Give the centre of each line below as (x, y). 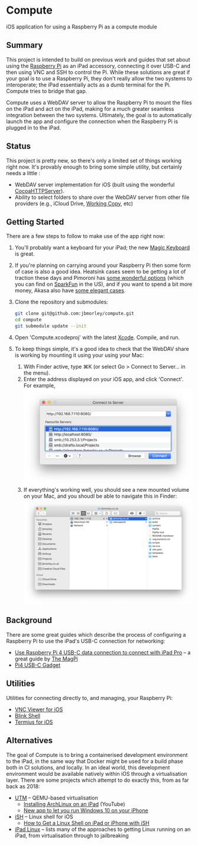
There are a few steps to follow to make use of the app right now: (86, 236)
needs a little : (23, 173)
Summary (25, 45)
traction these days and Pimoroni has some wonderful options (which (99, 278)
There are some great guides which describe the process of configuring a (96, 634)
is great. (25, 254)
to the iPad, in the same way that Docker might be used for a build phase (95, 761)
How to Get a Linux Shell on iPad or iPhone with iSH (86, 823)
